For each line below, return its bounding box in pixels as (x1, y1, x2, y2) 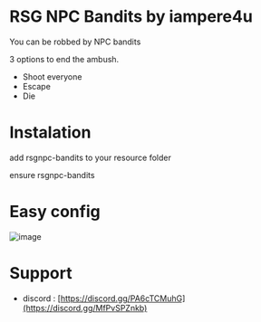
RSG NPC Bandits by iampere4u (9, 6, 254, 27)
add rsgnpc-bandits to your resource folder (9, 152, 172, 163)
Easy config (9, 202, 101, 223)
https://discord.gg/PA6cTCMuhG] (60, 292, 186, 304)
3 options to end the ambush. (9, 53, 120, 64)
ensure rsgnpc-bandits (9, 169, 95, 180)
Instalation (9, 122, 92, 143)
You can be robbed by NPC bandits (9, 36, 141, 47)
